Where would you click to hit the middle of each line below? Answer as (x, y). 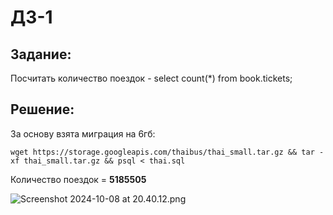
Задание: (41, 54)
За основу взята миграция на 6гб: (83, 133)
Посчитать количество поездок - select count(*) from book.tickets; (151, 78)
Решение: (42, 109)
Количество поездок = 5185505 (78, 179)
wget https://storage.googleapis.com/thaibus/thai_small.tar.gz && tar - (167, 152)
